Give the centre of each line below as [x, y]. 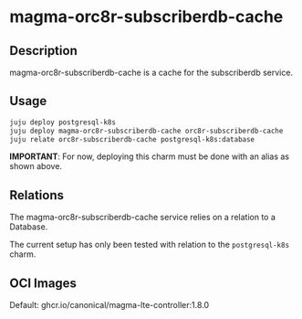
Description [43, 51]
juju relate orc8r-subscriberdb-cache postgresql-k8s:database [132, 139]
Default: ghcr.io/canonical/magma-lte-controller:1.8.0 [109, 305]
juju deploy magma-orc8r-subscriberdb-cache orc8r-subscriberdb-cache [146, 131]
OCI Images [43, 283]
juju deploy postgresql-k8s [63, 122]
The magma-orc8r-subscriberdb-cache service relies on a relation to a [143, 218]
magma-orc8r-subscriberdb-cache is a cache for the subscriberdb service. [151, 72]
